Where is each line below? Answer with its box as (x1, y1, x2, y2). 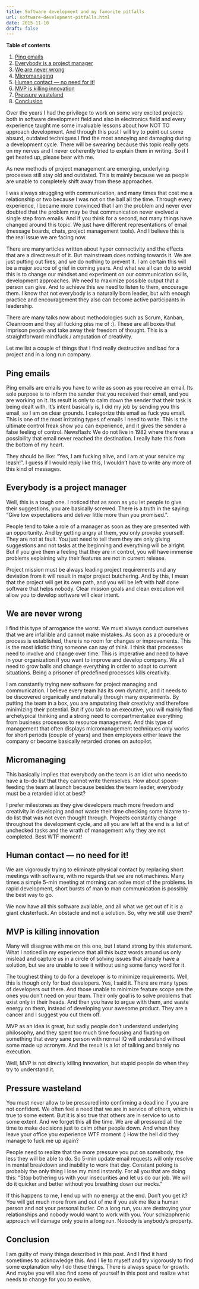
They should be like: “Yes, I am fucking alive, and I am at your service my (6, 453, 185, 460)
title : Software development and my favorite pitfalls (6, 8, 145, 15)
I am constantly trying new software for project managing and (6, 680, 157, 687)
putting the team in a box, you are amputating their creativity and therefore (6, 699, 189, 707)
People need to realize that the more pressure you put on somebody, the (6, 1148, 184, 1155)
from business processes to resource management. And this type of (6, 718, 173, 726)
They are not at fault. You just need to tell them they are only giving (6, 535, 170, 542)
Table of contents (6, 42, 50, 49)
